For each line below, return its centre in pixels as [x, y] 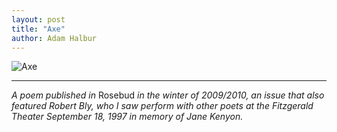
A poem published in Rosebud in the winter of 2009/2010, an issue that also [168, 95]
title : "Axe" [38, 29]
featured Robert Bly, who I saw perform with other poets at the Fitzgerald [162, 106]
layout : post [38, 19]
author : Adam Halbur [54, 38]
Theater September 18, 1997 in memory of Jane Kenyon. [127, 117]
